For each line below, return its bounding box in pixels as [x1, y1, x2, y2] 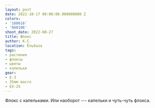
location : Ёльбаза [5, 43, 42, 48]
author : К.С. [5, 39, 32, 44]
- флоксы [5, 57, 23, 62]
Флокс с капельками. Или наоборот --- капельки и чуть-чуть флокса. [5, 97, 151, 103]
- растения [5, 52, 27, 57]
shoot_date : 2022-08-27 [5, 30, 54, 35]
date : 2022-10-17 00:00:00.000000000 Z [5, 12, 86, 17]
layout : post [5, 7, 32, 12]
